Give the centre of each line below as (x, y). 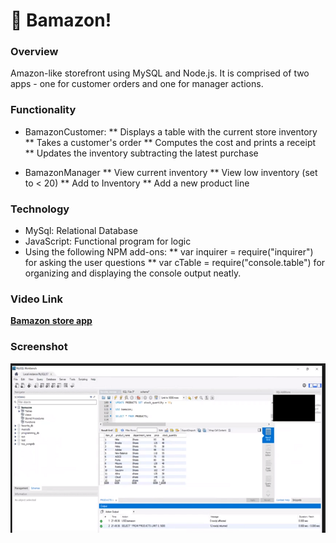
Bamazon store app (51, 321)
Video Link (36, 299)
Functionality (43, 110)
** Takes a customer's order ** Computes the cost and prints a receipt (170, 142)
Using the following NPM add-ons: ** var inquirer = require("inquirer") (169, 252)
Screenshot (39, 347)
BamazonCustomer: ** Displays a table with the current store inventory (171, 131)
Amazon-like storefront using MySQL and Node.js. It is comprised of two (160, 73)
